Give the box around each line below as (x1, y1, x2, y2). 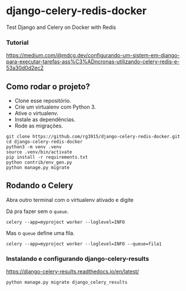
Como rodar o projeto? (6, 81, 90, 91)
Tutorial (6, 38, 29, 47)
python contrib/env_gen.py (6, 159, 72, 166)
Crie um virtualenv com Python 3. (14, 103, 96, 110)
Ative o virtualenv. (14, 110, 59, 117)
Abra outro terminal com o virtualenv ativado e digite (6, 196, 134, 203)
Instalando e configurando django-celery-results (6, 254, 150, 263)
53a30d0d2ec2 (6, 64, 44, 71)
